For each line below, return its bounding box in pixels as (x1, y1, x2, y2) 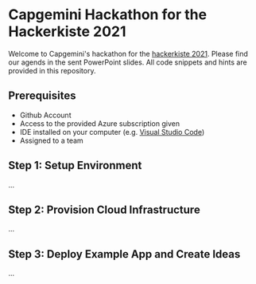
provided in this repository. (8, 65, 96, 75)
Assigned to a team (19, 136, 83, 145)
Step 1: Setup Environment (8, 159, 142, 172)
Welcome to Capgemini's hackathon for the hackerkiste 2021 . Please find (8, 49, 249, 58)
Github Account (19, 110, 72, 120)
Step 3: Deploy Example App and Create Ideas (8, 247, 241, 261)
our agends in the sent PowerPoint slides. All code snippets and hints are (8, 57, 248, 67)
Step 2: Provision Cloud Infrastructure (8, 203, 200, 216)
